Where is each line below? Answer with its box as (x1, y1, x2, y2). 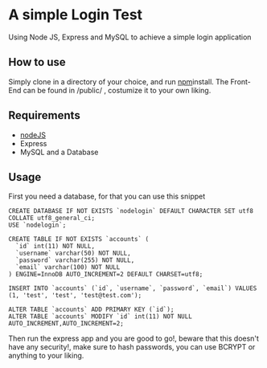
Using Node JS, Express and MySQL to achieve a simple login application (8, 32, 252, 42)
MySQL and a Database (19, 147, 99, 157)
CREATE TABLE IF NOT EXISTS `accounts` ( (8, 235, 150, 243)
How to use (8, 55, 66, 69)
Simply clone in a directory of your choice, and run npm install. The (8, 76, 229, 86)
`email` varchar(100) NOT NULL (15, 264, 121, 272)
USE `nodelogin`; (8, 221, 67, 230)
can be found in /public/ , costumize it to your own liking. (23, 85, 212, 95)
